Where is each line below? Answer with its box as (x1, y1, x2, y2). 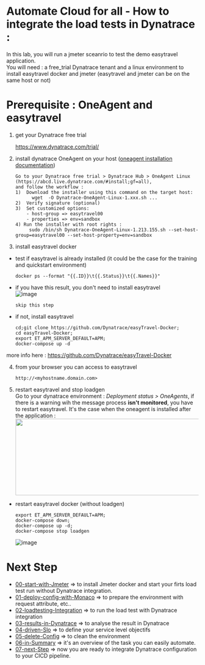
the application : (15, 412, 56, 419)
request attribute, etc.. (15, 600, 71, 607)
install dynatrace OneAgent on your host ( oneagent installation (15, 155, 173, 162)
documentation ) (15, 161, 56, 169)
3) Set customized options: (15, 205, 90, 212)
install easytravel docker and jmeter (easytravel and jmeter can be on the (6, 70, 190, 77)
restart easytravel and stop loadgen (15, 385, 105, 393)
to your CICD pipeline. (15, 652, 71, 659)
